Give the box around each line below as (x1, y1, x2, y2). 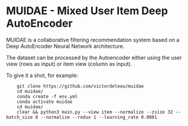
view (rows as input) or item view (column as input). (6, 60, 132, 67)
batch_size (6, 114, 33, 120)
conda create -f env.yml (17, 93, 78, 99)
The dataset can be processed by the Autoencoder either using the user (6, 54, 182, 61)
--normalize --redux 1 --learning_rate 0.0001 (40, 114, 158, 120)
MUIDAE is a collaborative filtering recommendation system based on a (6, 36, 180, 43)
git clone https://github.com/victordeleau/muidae (17, 83, 144, 89)
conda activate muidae (17, 99, 73, 105)
